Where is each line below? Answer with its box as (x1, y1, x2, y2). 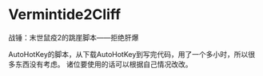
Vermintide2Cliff (8, 6, 122, 24)
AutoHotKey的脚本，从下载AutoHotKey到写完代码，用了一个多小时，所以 (8, 49, 249, 59)
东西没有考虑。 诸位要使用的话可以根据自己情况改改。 (14, 59, 193, 69)
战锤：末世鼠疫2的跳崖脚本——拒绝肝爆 (8, 32, 139, 42)
